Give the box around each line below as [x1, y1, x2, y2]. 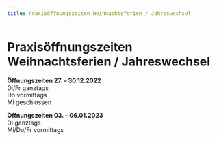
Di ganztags [7, 119, 41, 127]
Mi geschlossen [7, 98, 52, 106]
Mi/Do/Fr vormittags [7, 125, 64, 134]
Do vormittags [7, 91, 47, 99]
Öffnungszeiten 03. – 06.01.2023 [7, 111, 104, 119]
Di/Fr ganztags [7, 83, 49, 92]
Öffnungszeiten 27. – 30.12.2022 [7, 76, 101, 84]
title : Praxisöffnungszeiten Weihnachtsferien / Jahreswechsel [7, 10, 192, 17]
